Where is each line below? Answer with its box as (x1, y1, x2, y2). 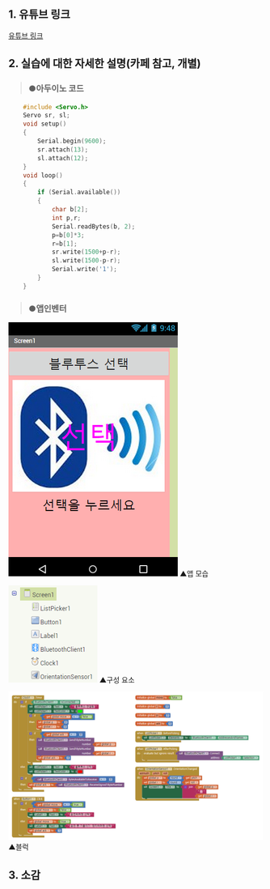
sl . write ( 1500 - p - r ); (51, 257, 121, 265)
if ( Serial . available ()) (37, 189, 121, 197)
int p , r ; (51, 214, 82, 222)
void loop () (23, 171, 63, 180)
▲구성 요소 (99, 675, 135, 685)
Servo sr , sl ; (23, 112, 70, 120)
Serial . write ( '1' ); (51, 266, 117, 274)
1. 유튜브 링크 (8, 7, 70, 22)
